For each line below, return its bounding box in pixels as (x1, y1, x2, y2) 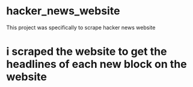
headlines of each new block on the (6, 58, 188, 71)
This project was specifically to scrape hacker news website (6, 24, 156, 31)
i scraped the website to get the (6, 45, 167, 58)
